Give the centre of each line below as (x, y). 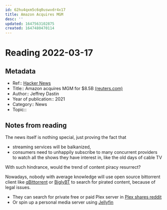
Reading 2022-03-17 (49, 53)
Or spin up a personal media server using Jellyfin (63, 202)
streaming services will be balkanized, (52, 147)
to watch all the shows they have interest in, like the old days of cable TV (87, 157)
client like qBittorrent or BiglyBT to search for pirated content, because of (80, 182)
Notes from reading (36, 125)
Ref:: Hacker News (32, 83)
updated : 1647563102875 (30, 24)
